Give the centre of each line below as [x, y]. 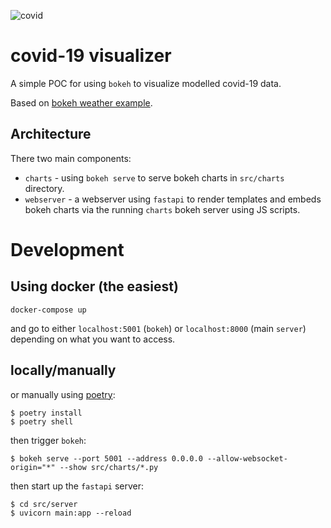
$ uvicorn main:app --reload [71, 513]
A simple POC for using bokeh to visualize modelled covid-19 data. [146, 83]
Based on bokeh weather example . [81, 102]
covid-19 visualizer [91, 56]
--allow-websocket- [247, 458]
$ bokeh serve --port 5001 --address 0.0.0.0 [106, 458]
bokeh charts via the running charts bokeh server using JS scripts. [162, 209]
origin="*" [33, 467]
